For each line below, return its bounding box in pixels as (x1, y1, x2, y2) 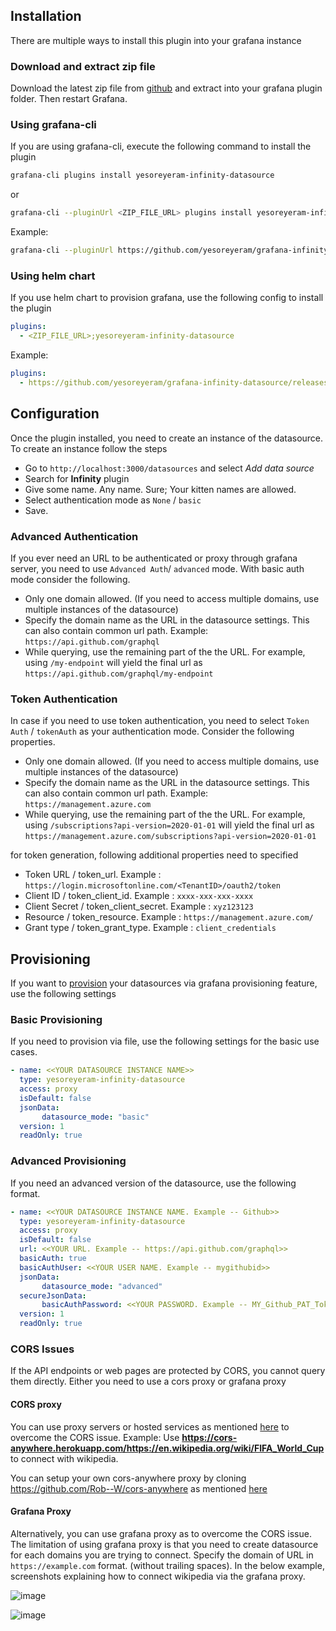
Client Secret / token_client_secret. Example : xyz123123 (24, 900, 254, 913)
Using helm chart (10, 269, 96, 283)
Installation (10, 8, 82, 25)
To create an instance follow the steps (10, 442, 168, 454)
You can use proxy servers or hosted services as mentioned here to (10, 1420, 290, 1433)
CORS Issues (10, 1342, 75, 1356)
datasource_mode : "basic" (41, 1112, 150, 1122)
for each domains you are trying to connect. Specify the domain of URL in (10, 1549, 314, 1561)
